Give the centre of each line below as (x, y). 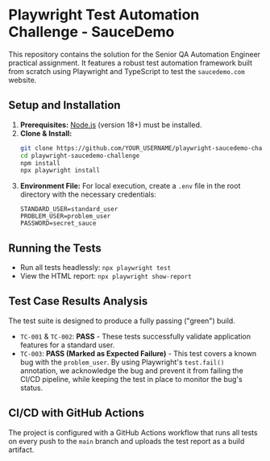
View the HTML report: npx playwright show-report (106, 276)
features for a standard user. (67, 345)
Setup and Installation (64, 105)
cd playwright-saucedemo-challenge (80, 156)
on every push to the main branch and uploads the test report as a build (127, 441)
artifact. (21, 450)
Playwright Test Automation (104, 15)
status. (31, 388)
